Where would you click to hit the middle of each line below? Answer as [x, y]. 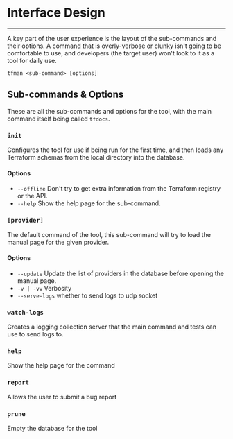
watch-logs [25, 312]
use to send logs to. [35, 334]
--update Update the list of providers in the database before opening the [120, 273]
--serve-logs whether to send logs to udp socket [87, 295]
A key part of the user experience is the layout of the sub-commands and [112, 38]
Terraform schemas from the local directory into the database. [96, 157]
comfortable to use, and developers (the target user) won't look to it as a [111, 53]
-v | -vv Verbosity [44, 288]
